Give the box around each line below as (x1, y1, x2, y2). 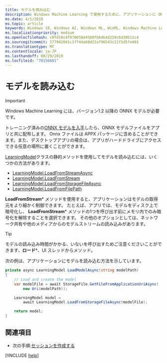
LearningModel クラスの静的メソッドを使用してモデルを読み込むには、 (5, 154, 149, 160)
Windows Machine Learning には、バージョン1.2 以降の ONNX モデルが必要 (5, 108, 160, 114)
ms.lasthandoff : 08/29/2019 (5, 53, 64, 59)
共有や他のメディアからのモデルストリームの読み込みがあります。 (13, 221, 148, 227)
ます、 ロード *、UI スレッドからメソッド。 (9, 247, 95, 253)
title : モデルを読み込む (5, 7, 51, 12)
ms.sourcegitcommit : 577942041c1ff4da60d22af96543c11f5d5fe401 (5, 40, 139, 45)
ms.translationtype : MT (5, 44, 55, 49)
